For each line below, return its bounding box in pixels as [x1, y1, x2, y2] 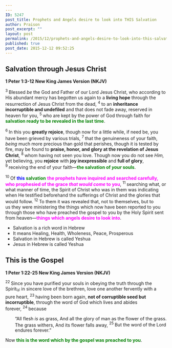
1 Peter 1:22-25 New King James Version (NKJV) [5, 269, 111, 276]
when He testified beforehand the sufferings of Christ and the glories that [5, 192, 160, 198]
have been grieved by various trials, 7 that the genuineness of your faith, [5, 134, 158, 141]
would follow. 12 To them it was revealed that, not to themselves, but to [5, 198, 154, 204]
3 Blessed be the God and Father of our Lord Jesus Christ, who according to [5, 88, 166, 95]
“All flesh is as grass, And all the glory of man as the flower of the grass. [15, 315, 167, 321]
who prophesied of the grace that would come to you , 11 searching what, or [5, 180, 166, 187]
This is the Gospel [5, 256, 64, 265]
